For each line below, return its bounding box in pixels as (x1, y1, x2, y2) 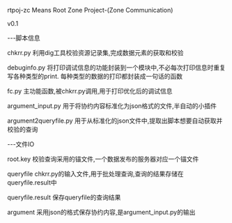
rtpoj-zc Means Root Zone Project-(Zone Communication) (7, 6, 173, 14)
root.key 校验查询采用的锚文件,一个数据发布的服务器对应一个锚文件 (7, 155, 199, 163)
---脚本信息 (7, 34, 40, 42)
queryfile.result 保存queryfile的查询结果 (7, 193, 121, 201)
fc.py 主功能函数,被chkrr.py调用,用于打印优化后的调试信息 (7, 87, 173, 95)
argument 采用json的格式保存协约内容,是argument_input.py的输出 (7, 208, 196, 216)
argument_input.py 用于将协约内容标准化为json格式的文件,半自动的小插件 (7, 102, 217, 110)
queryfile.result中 (7, 178, 57, 187)
